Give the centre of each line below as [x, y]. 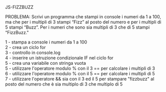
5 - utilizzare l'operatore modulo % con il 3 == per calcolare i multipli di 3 [80, 68]
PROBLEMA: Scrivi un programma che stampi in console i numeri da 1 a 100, [83, 17]
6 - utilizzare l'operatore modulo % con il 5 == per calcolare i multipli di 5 [80, 73]
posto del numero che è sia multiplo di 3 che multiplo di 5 [64, 84]
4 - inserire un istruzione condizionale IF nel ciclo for [59, 58]
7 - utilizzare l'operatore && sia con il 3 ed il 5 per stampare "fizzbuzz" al [80, 79]
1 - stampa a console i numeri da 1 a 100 [46, 42]
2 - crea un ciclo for [26, 47]
